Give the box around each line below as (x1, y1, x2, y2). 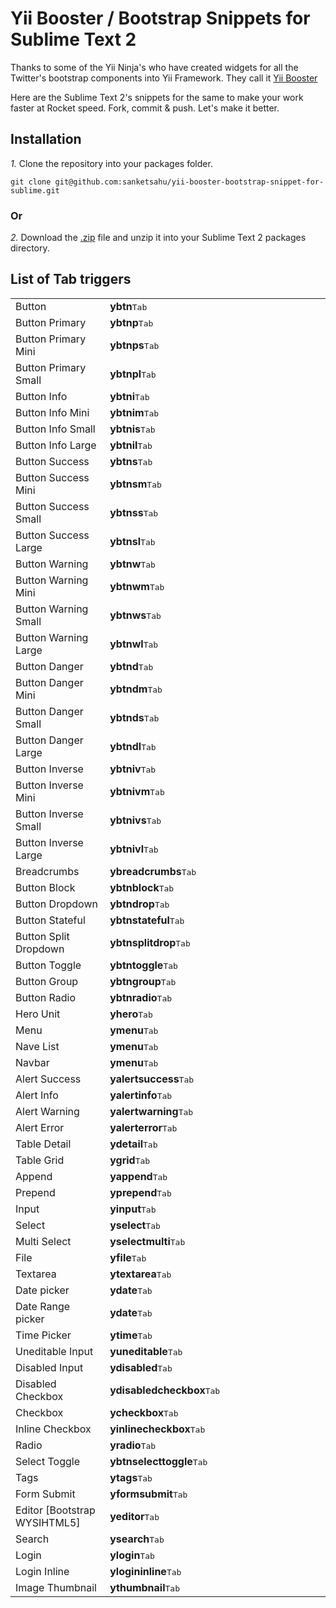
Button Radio (15, 990, 77, 1004)
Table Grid (15, 1153, 65, 1167)
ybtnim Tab (109, 405, 160, 419)
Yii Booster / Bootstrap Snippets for (10, 7, 311, 30)
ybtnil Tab (109, 438, 153, 452)
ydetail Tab (109, 1137, 158, 1151)
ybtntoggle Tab (109, 958, 178, 972)
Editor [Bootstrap (15, 1503, 96, 1517)
